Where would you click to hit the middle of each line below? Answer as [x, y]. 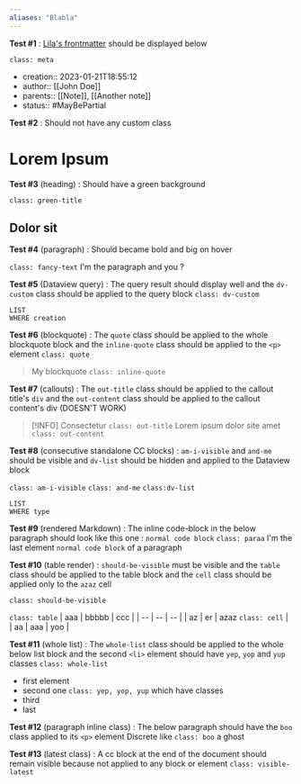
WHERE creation [38, 319]
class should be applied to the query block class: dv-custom [147, 294]
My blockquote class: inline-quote [98, 372]
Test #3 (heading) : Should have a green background [107, 184]
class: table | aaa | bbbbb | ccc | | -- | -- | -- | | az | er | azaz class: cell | [149, 617]
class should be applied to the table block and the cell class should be [141, 575]
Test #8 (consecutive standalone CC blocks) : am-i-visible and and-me [141, 451]
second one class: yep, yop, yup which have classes [123, 690]
